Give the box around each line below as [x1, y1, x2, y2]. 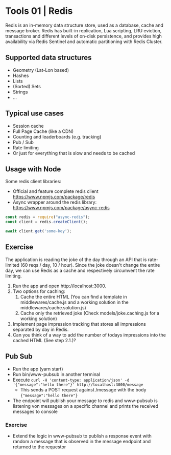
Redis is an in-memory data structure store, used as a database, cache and [5, 22, 163, 28]
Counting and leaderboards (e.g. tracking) [12, 133, 102, 140]
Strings [12, 89, 28, 95]
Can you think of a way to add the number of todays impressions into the [12, 331, 166, 338]
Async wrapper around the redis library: [12, 199, 97, 205]
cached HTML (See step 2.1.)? [12, 337, 76, 343]
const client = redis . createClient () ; [5, 220, 88, 225]
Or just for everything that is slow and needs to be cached [12, 150, 135, 156]
